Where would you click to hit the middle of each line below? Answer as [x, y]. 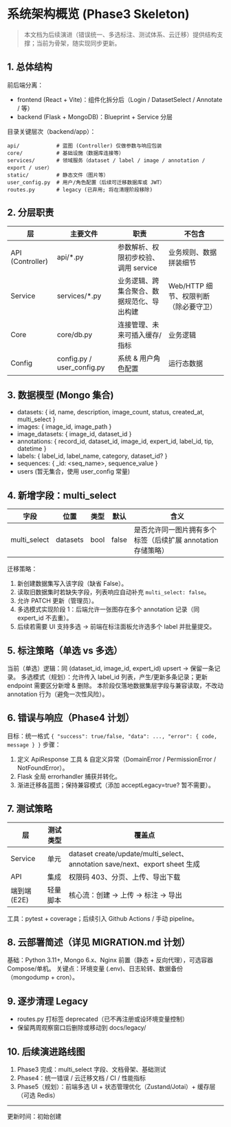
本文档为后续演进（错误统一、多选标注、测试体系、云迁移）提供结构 [120, 34]
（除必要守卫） [192, 306]
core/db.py [75, 334]
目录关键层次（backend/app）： [52, 131]
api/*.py [70, 257]
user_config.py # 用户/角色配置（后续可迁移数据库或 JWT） [86, 182]
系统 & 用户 [136, 358]
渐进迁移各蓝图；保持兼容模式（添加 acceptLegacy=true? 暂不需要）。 [116, 785]
